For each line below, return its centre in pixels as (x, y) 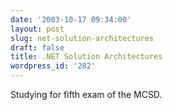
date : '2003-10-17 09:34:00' (71, 19)
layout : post (37, 29)
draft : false (37, 47)
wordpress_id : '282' (53, 66)
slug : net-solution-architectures (82, 38)
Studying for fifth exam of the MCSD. (86, 94)
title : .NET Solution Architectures (86, 57)
